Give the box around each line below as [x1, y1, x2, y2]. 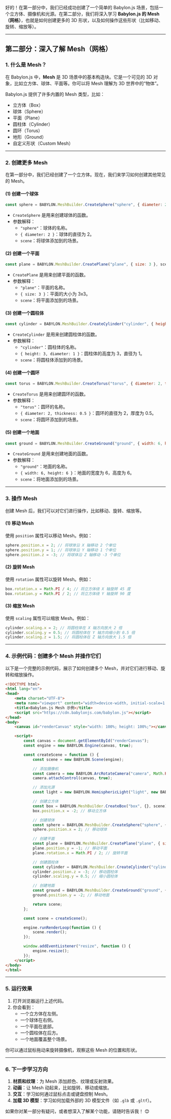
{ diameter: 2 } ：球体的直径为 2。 [20, 231, 95, 237]
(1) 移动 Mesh [5, 520, 34, 527]
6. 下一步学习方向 [5, 1065, 48, 1073]
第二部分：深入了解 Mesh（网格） [5, 45, 112, 54]
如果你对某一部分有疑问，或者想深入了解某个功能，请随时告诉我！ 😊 [5, 1108, 150, 1114]
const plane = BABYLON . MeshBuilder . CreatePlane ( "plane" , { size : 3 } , [5, 262, 158, 267]
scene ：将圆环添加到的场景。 [20, 416, 81, 422]
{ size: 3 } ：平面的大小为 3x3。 [20, 291, 91, 297]
